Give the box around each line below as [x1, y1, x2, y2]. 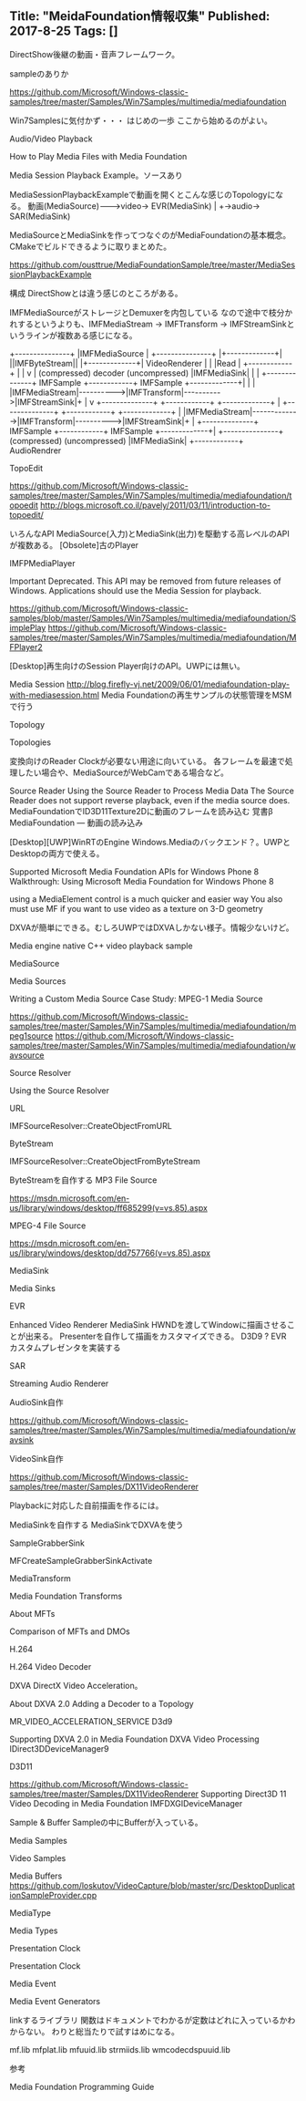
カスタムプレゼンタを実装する [9, 1341, 121, 1352]
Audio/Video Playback [9, 133, 93, 144]
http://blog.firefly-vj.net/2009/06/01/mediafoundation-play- [66, 678, 291, 689]
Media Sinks [9, 1282, 56, 1293]
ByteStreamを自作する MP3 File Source [9, 1175, 158, 1185]
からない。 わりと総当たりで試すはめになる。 [9, 2025, 179, 2036]
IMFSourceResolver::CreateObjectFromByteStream [9, 1155, 200, 1166]
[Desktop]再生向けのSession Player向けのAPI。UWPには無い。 [9, 660, 246, 671]
